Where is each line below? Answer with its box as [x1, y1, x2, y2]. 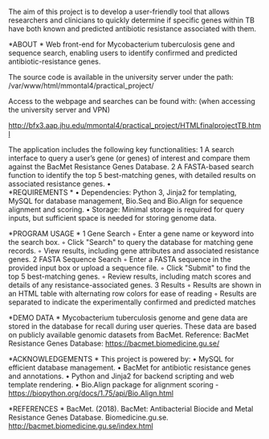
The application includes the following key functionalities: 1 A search [8, 145, 234, 154]
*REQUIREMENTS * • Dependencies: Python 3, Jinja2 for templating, [8, 188, 237, 197]
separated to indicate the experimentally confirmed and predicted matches [8, 297, 256, 307]
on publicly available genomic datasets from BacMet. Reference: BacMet [8, 330, 249, 339]
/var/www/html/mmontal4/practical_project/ [8, 81, 154, 90]
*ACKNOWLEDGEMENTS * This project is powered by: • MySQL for [8, 354, 234, 363]
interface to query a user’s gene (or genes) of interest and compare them [8, 153, 251, 163]
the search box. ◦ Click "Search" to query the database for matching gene [8, 238, 254, 246]
